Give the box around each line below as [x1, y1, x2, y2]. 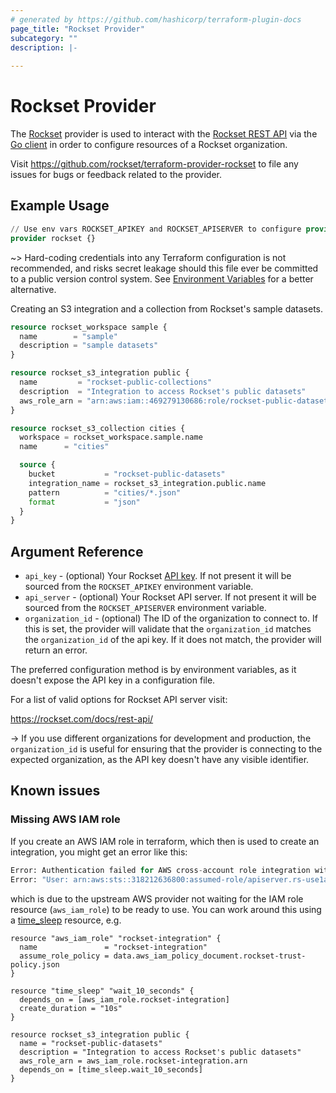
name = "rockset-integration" [19, 942, 208, 952]
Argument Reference [10, 543, 144, 560]
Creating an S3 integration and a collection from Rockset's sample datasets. [10, 302, 324, 315]
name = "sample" [19, 331, 118, 341]
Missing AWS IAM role [10, 812, 121, 826]
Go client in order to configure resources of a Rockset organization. [10, 139, 288, 151]
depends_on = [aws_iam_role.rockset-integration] [19, 994, 230, 1005]
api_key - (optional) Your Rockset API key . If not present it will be [24, 570, 292, 582]
